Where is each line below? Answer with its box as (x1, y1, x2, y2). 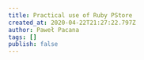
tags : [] (8, 33, 37, 41)
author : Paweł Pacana (8, 26, 80, 34)
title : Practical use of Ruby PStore (8, 11, 133, 19)
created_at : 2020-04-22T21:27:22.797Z (8, 19, 136, 26)
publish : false (8, 41, 59, 48)
